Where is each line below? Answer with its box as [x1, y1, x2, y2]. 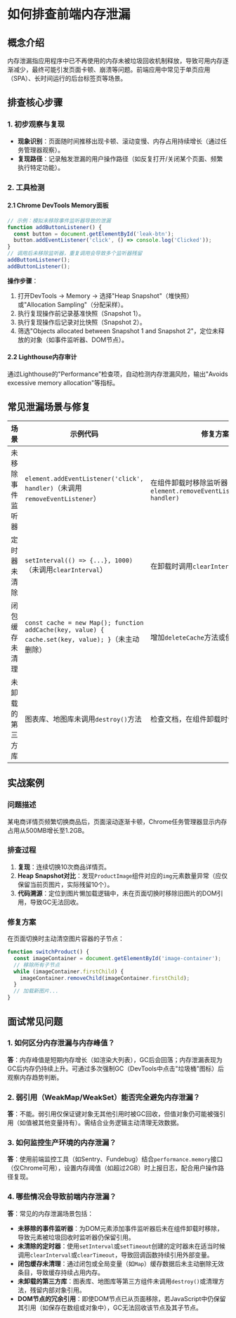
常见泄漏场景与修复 [7, 401, 91, 413]
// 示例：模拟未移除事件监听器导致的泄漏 [7, 217, 111, 224]
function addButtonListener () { [7, 224, 102, 231]
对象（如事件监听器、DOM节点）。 [29, 335, 129, 344]
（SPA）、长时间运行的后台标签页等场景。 [7, 75, 127, 82]
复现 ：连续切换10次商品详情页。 [17, 862, 111, 871]
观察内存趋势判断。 [7, 1073, 63, 1081]
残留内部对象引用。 [29, 1286, 86, 1294]
